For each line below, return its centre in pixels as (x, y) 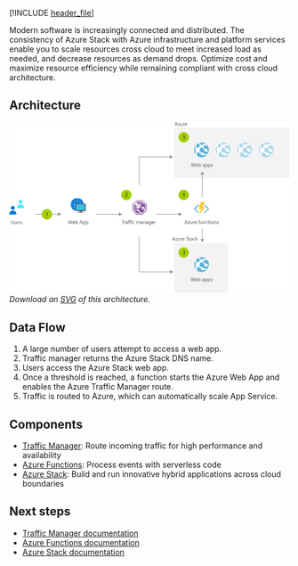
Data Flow (37, 328)
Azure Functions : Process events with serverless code (122, 465)
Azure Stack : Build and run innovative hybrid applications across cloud (152, 474)
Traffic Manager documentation (80, 533)
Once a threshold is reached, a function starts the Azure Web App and (151, 377)
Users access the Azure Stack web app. (95, 368)
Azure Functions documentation (81, 542)
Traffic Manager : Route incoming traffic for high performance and (142, 446)
